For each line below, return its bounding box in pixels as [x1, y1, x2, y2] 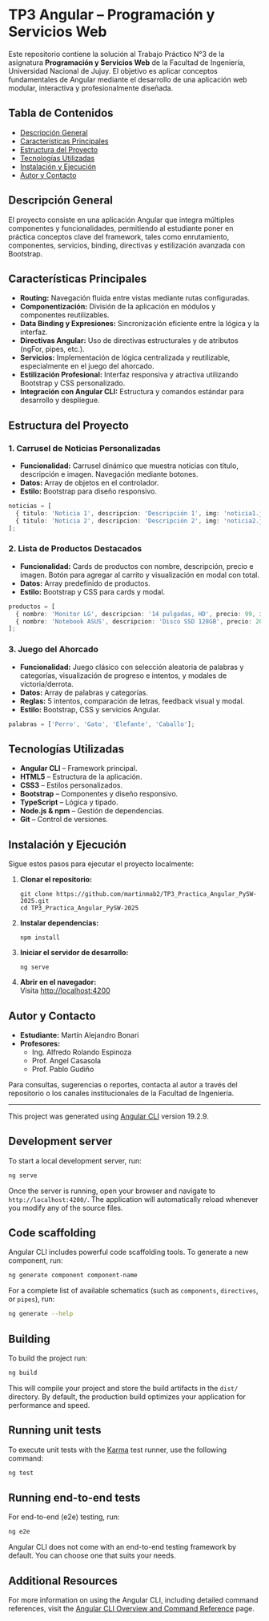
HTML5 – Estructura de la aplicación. [19, 772, 143, 782]
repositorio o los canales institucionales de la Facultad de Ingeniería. [8, 1088, 235, 1098]
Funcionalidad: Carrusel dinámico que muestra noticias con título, [19, 461, 239, 470]
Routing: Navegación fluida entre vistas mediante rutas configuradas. [19, 293, 251, 303]
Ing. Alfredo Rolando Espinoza [31, 1047, 132, 1057]
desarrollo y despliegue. [19, 395, 100, 405]
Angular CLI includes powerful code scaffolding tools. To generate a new [8, 1248, 249, 1257]
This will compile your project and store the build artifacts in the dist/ [8, 1383, 239, 1393]
